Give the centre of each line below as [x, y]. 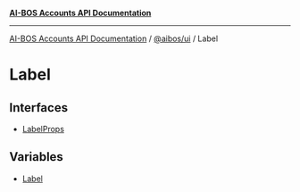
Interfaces [39, 108]
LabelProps [43, 129]
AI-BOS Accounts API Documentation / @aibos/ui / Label [114, 38]
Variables [37, 157]
